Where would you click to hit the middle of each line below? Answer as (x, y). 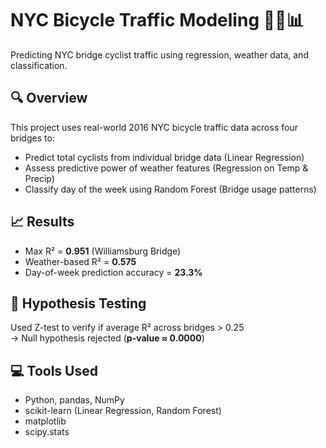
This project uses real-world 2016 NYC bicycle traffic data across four (154, 127)
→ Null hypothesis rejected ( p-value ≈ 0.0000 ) (107, 338)
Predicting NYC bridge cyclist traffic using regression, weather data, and (159, 54)
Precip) (39, 178)
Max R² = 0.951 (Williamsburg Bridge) (103, 251)
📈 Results (42, 222)
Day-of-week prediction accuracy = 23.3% (113, 272)
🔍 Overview (49, 98)
